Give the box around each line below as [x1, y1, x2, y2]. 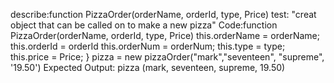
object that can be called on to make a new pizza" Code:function [10, 19, 278, 31]
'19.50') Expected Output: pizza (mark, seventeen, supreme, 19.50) [10, 62, 286, 73]
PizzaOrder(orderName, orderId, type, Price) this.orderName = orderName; [10, 30, 321, 41]
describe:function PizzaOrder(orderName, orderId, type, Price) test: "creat [10, 9, 317, 20]
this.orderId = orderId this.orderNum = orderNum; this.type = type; [10, 40, 286, 52]
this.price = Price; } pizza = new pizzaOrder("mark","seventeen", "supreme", [10, 51, 325, 63]
